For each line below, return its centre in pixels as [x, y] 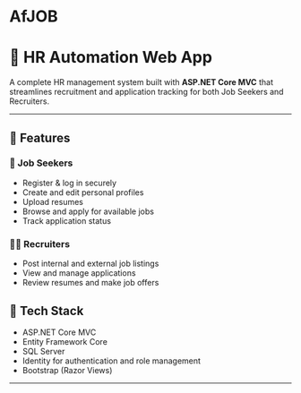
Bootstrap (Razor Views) [67, 370]
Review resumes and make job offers [90, 283]
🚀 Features [40, 137]
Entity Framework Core [64, 341]
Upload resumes [52, 201]
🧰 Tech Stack [47, 311]
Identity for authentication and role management [112, 361]
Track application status [67, 220]
